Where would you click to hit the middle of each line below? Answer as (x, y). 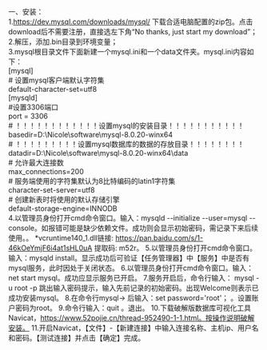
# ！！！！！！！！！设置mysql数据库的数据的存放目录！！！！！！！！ (127, 144)
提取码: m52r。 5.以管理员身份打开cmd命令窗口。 (175, 248)
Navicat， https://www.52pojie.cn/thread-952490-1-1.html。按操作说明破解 (132, 318)
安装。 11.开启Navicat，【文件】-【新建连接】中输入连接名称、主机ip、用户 (130, 328)
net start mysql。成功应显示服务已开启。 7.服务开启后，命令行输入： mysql (131, 278)
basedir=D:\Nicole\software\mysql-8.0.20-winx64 (91, 135)
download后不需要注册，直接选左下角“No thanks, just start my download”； (133, 32)
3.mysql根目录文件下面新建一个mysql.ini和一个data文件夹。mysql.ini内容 (128, 52)
